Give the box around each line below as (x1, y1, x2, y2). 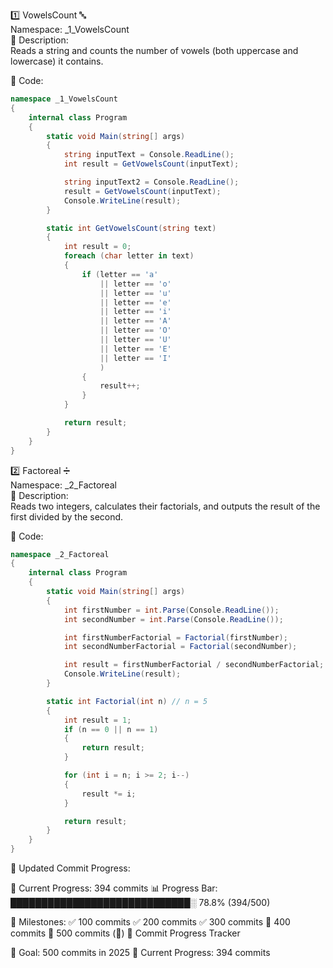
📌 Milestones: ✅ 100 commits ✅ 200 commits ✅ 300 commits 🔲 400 (10, 916, 291, 928)
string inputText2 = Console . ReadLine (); (63, 177, 240, 187)
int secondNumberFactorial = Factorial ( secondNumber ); (63, 642, 298, 652)
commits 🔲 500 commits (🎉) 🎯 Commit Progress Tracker (10, 927, 241, 939)
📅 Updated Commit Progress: (10, 862, 131, 874)
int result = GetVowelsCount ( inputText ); (63, 159, 240, 169)
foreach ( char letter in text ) (63, 251, 195, 261)
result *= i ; (81, 789, 137, 799)
